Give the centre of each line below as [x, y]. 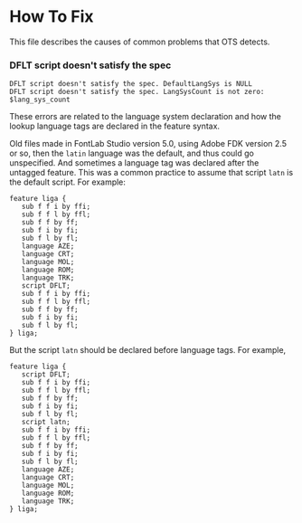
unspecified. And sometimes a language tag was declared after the [134, 163]
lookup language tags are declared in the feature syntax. [114, 126]
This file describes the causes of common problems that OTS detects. [140, 42]
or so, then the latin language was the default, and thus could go [132, 153]
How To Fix [52, 17]
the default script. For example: [68, 182]
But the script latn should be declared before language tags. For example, [148, 350]
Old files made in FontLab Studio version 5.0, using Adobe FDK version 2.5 [148, 144]
